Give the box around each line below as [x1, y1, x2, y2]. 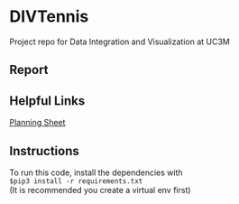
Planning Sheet [9, 117, 66, 128]
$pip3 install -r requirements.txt [9, 176, 143, 186]
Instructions [9, 143, 79, 159]
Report [9, 62, 49, 78]
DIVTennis [9, 6, 89, 27]
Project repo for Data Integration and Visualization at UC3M [9, 36, 230, 47]
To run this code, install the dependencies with [9, 167, 183, 178]
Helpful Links [9, 93, 86, 108]
